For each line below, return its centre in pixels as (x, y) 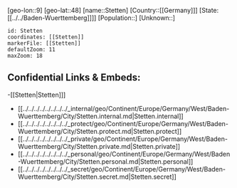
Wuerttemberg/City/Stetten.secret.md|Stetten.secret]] (97, 177)
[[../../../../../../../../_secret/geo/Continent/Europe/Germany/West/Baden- (122, 169)
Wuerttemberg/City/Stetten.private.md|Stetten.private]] (99, 146)
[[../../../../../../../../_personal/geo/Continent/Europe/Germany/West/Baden (124, 154)
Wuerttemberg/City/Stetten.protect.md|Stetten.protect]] (100, 131)
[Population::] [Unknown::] (137, 18)
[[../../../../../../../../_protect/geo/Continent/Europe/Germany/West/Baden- (123, 123)
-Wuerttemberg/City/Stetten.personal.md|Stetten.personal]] (105, 161)
